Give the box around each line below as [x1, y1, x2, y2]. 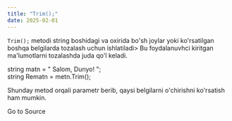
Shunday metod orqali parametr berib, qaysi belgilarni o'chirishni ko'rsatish [7, 86, 226, 94]
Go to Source [7, 107, 46, 115]
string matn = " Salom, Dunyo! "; [7, 65, 102, 73]
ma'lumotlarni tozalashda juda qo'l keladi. [7, 51, 128, 60]
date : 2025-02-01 [7, 17, 59, 24]
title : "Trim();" [7, 10, 59, 18]
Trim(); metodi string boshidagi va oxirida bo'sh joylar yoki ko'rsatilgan [7, 36, 214, 44]
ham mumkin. [7, 93, 47, 102]
